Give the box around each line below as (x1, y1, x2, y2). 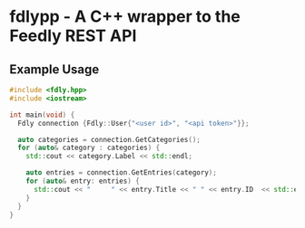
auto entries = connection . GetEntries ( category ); (25, 168, 218, 177)
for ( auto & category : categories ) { (17, 143, 161, 153)
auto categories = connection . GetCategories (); (17, 135, 202, 144)
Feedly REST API (9, 25, 137, 46)
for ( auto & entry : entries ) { (25, 176, 141, 185)
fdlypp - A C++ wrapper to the (9, 6, 241, 27)
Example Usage (9, 62, 100, 77)
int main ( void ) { (9, 110, 75, 119)
